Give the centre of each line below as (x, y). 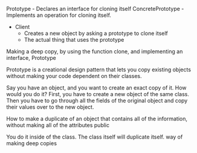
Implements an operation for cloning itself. (59, 15)
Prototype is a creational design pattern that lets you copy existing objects (99, 70)
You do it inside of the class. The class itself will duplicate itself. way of (95, 137)
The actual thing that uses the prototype (74, 40)
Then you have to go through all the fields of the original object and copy (97, 100)
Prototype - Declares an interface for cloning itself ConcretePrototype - (95, 9)
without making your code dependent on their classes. (74, 76)
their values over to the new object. (50, 107)
